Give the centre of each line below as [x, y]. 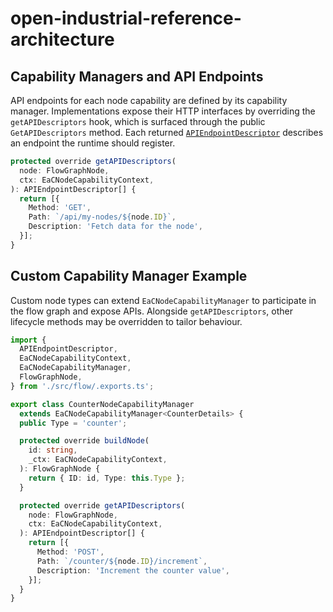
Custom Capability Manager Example [129, 276]
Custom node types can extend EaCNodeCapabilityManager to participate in [163, 300]
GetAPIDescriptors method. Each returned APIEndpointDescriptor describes [167, 132]
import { [28, 340]
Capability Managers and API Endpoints [137, 76]
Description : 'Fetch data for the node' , [115, 227]
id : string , [53, 450]
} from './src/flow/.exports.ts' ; [82, 386]
